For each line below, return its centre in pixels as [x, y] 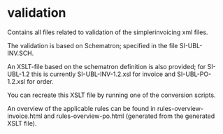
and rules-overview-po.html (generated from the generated [129, 116]
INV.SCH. [21, 53]
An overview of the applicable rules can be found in [81, 108]
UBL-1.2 [19, 74]
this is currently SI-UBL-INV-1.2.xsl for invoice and [103, 74]
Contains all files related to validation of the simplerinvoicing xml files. [108, 32]
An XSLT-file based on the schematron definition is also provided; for [107, 66]
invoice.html [25, 116]
